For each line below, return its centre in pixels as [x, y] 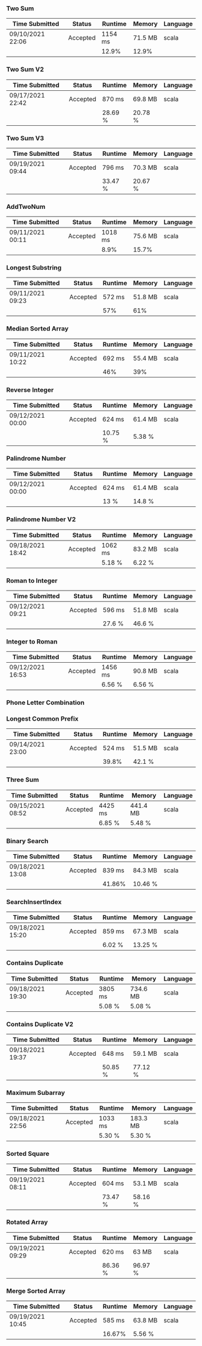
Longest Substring [34, 268]
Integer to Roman [32, 641]
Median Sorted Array [38, 329]
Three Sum [23, 780]
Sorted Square [28, 1154]
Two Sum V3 [25, 138]
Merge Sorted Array [36, 1291]
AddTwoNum [26, 206]
